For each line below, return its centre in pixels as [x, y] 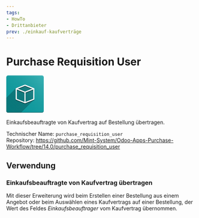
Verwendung [31, 166]
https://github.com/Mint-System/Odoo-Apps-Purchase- [105, 140]
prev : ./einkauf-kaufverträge [44, 32]
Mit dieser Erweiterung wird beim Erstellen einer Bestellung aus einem [93, 195]
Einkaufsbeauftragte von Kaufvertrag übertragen [79, 183]
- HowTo [16, 19]
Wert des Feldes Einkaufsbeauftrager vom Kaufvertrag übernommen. [92, 208]
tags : [13, 13]
